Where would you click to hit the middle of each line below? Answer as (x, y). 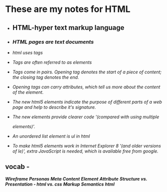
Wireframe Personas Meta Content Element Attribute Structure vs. (76, 179)
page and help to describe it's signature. (54, 107)
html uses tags (28, 52)
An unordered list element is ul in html (51, 136)
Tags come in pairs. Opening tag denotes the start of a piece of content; (87, 72)
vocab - (17, 167)
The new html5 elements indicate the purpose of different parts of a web (87, 102)
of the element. (28, 92)
